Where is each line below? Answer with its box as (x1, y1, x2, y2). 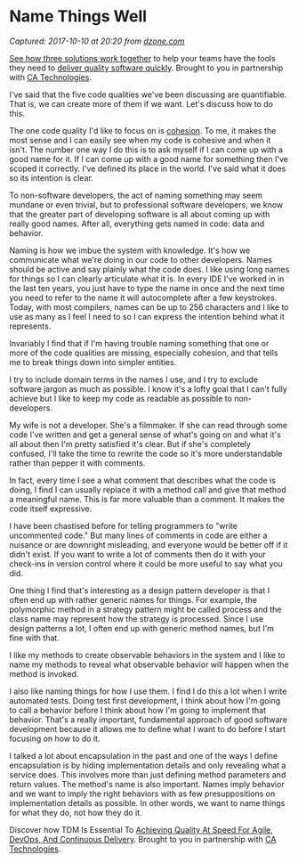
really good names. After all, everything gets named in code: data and (9, 218, 265, 229)
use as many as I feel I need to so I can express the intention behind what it (9, 311, 285, 322)
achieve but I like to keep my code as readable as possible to (9, 393, 233, 403)
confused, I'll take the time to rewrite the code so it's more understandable (9, 448, 283, 459)
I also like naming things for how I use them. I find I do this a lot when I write (9, 686, 287, 696)
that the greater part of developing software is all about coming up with (9, 208, 270, 219)
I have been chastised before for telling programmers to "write (9, 520, 238, 531)
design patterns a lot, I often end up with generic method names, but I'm (9, 623, 274, 633)
